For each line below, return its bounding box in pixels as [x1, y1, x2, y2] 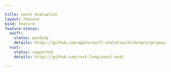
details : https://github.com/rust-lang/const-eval [14, 54, 124, 59]
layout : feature [5, 16, 39, 22]
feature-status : [5, 26, 39, 31]
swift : [9, 31, 23, 36]
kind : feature [5, 21, 35, 26]
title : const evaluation [5, 12, 58, 17]
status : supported [14, 49, 53, 55]
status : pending [14, 35, 49, 41]
